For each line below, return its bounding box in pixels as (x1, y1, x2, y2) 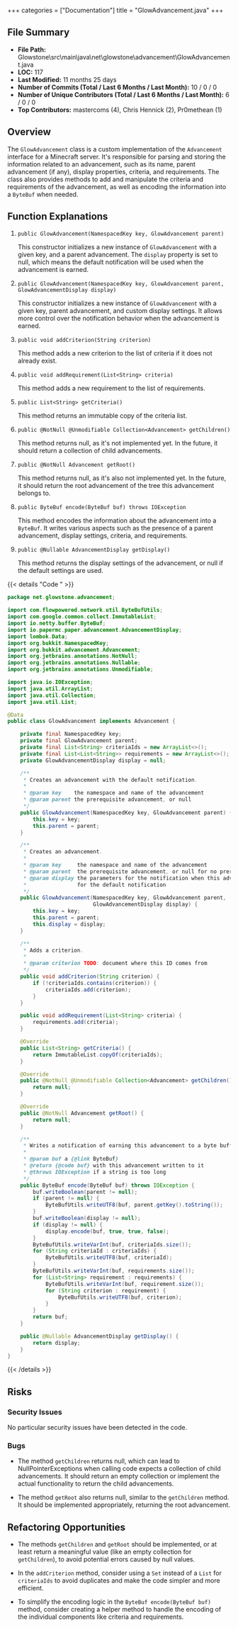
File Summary (7, 26, 70, 38)
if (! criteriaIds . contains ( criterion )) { (33, 979, 157, 986)
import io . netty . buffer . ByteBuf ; (7, 620, 106, 627)
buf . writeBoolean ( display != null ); (33, 1214, 141, 1222)
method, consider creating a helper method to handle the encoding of (17, 1605, 222, 1614)
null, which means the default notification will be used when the (17, 258, 204, 266)
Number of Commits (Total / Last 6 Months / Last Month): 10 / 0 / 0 (17, 83, 217, 91)
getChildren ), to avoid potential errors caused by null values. (17, 1555, 195, 1564)
